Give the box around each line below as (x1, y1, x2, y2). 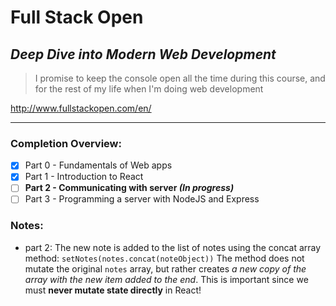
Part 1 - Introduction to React (24, 171, 144, 183)
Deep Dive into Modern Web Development (10, 46, 277, 63)
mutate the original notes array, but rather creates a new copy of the (24, 262, 307, 275)
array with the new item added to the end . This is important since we (24, 273, 309, 285)
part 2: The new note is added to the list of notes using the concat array (24, 241, 322, 253)
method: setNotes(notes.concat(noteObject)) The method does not (24, 252, 305, 264)
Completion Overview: (10, 136, 122, 150)
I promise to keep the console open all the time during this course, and (34, 72, 326, 84)
